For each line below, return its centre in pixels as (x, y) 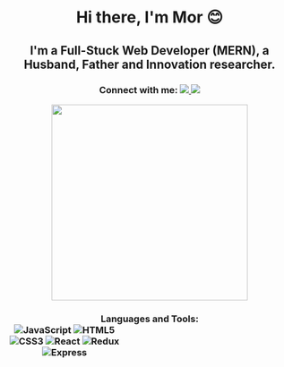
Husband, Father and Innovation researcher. (150, 64)
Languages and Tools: (150, 319)
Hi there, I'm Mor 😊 (150, 17)
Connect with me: (138, 90)
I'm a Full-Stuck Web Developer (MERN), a (150, 51)
